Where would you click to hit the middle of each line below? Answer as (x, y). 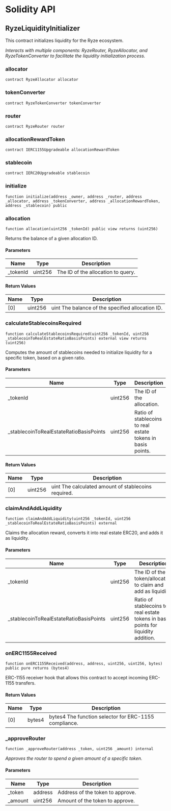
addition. (145, 638)
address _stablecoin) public (36, 205)
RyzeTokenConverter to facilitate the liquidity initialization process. (75, 56)
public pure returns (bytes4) (37, 668)
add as (142, 591)
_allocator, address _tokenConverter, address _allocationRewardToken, (83, 201)
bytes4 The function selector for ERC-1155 (102, 717)
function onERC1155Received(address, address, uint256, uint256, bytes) (84, 663)
